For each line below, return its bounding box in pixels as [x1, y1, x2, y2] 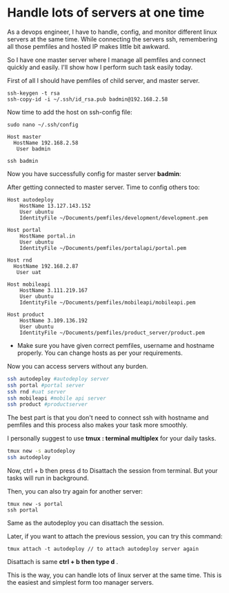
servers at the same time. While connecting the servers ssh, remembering [7, 35, 218, 43]
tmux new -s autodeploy [7, 447, 76, 455]
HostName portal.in [19, 233, 76, 240]
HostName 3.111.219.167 [19, 286, 88, 294]
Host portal [7, 226, 41, 233]
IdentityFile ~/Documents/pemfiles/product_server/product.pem [19, 329, 206, 336]
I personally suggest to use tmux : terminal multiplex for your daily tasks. [7, 434, 217, 443]
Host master [7, 133, 41, 140]
